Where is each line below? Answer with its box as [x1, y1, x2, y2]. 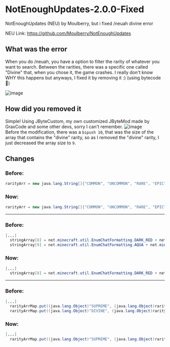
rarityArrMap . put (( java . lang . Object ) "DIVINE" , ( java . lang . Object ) [10, 308, 153, 313]
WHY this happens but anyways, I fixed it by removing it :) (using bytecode [5, 75, 161, 81]
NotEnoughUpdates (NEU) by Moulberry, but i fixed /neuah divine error [5, 20, 153, 26]
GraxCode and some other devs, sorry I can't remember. [5, 123, 123, 130]
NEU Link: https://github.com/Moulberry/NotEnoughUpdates [5, 30, 132, 36]
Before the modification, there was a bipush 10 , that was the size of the [5, 129, 154, 135]
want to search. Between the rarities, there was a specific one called [5, 64, 148, 70]
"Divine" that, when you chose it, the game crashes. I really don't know [5, 69, 153, 75]
